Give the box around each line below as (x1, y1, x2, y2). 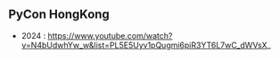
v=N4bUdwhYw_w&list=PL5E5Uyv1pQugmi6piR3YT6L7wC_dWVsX (21, 40, 268, 50)
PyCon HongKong (8, 7, 111, 22)
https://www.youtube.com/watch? (47, 30, 173, 41)
